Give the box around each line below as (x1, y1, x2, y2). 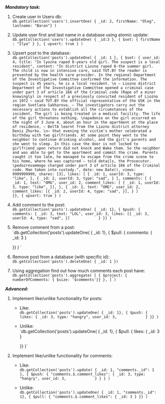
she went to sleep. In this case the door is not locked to (12, 141, 138, 146)
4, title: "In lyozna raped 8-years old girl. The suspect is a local (12, 60, 161, 65)
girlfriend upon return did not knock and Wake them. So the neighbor (12, 146, 161, 151)
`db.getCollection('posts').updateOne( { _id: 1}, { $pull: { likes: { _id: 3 (19, 329, 160, 334)
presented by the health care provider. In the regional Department (12, 72, 156, 77)
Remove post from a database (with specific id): (12, 254, 110, 260)
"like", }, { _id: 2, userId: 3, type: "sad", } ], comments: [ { (12, 176, 152, 181)
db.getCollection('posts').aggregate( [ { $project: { (12, 273, 128, 278)
